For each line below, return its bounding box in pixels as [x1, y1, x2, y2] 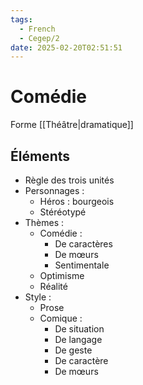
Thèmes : [24, 217, 65, 228]
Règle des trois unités [24, 174, 115, 186]
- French [19, 24, 56, 34]
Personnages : [24, 185, 85, 196]
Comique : [39, 312, 83, 324]
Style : [24, 291, 52, 303]
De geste [54, 344, 93, 356]
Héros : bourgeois [39, 196, 115, 207]
